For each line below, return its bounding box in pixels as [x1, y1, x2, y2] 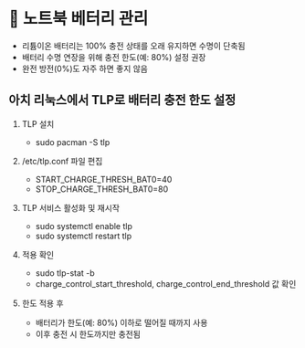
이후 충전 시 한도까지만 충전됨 [35, 328, 141, 339]
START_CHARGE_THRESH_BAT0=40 [35, 174, 173, 185]
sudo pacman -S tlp [35, 136, 110, 147]
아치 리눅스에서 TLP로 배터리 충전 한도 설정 [8, 92, 237, 108]
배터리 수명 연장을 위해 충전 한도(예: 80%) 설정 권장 [21, 51, 206, 62]
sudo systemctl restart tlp [35, 230, 132, 241]
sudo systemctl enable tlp [35, 220, 133, 231]
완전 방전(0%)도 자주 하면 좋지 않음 [21, 63, 148, 74]
